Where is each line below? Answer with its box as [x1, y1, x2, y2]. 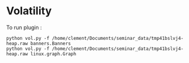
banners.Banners [30, 40, 71, 46]
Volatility [6, 4, 52, 18]
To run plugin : [6, 24, 42, 31]
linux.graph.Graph [30, 51, 77, 57]
